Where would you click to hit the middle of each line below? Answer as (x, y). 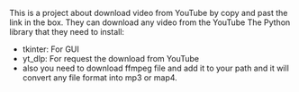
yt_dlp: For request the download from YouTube (111, 59)
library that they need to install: (67, 32)
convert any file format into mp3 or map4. (100, 78)
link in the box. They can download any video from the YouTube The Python (150, 22)
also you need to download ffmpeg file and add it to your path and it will (156, 68)
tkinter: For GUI (50, 49)
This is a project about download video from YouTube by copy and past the (149, 13)
